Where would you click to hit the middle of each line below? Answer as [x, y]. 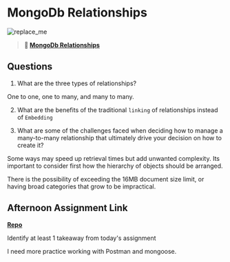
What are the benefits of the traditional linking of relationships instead [117, 110]
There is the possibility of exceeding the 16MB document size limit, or [106, 179]
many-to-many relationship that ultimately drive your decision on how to [119, 138]
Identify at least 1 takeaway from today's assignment [82, 238]
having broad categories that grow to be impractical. [82, 186]
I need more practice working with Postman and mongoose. [92, 251]
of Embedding [35, 117]
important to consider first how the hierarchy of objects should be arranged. [115, 166]
